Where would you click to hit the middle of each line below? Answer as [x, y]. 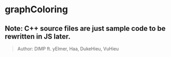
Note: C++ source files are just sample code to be [85, 28]
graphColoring [36, 9]
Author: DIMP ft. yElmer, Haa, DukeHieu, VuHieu [68, 49]
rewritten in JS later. [38, 36]
